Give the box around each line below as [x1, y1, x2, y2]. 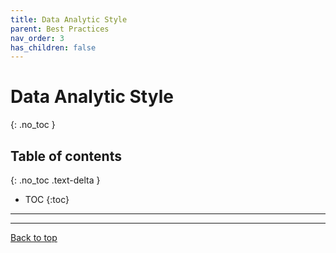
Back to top [10, 232, 58, 243]
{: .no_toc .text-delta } [10, 174, 101, 186]
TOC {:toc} [24, 194, 70, 205]
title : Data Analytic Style [10, 14, 128, 25]
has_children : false [10, 42, 97, 53]
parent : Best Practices [10, 24, 110, 34]
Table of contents [10, 147, 122, 165]
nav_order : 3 [10, 33, 65, 43]
